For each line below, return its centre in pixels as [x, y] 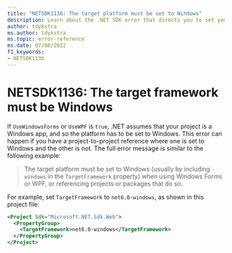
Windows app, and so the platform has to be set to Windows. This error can [115, 133]
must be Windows [60, 107]
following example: [34, 155]
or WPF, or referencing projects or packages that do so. [103, 183]
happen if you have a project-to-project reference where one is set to [106, 141]
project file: [23, 204]
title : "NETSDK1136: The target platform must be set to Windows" [105, 13]
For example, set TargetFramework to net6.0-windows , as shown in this [106, 196]
